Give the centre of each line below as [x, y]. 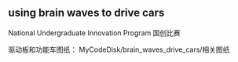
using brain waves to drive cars [86, 13]
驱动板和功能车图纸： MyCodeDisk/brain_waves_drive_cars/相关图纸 [119, 49]
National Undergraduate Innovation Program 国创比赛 [94, 33]
